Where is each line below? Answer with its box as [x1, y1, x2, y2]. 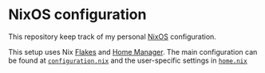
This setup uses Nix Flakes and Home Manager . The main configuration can [8, 47, 258, 56]
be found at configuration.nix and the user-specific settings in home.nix [8, 56, 247, 65]
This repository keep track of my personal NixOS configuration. [8, 32, 217, 41]
